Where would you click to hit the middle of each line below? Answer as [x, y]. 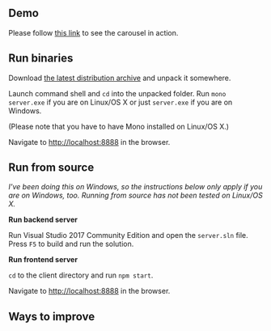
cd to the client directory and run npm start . [81, 275]
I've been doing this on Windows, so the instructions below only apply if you [135, 187]
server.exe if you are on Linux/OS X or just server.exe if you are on [121, 102]
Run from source [51, 168]
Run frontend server [43, 260]
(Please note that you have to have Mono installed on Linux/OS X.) [119, 126]
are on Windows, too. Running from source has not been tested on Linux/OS [135, 195]
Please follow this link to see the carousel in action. [93, 32]
